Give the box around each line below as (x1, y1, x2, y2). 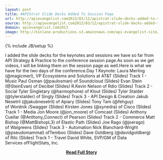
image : (5, 30, 18, 34)
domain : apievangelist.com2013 (5, 25, 68, 30)
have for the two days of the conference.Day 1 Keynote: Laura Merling (5, 68, 145, 73)
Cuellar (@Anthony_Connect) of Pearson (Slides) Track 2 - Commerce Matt (5, 114, 155, 120)
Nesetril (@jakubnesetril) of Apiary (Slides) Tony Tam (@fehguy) (5, 99, 134, 104)
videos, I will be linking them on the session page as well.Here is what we (5, 63, 152, 68)
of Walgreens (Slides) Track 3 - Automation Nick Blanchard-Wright (5, 125, 138, 130)
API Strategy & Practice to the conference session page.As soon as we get (5, 58, 154, 63)
